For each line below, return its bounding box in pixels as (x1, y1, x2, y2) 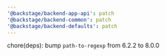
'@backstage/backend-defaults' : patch (7, 23, 117, 29)
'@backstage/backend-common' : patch (7, 16, 111, 23)
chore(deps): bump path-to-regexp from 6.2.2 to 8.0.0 (7, 42, 160, 50)
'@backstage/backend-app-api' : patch (7, 10, 115, 17)
